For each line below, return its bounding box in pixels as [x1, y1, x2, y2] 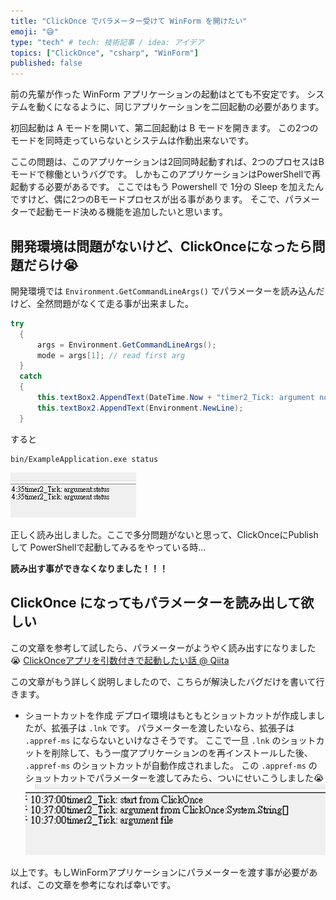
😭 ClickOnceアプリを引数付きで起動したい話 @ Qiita [10, 654, 230, 666]
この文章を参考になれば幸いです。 [36, 879, 177, 891]
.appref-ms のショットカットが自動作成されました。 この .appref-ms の [24, 759, 318, 771]
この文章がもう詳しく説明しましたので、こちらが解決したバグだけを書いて [10, 675, 317, 687]
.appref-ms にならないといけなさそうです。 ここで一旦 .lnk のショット [24, 734, 317, 746]
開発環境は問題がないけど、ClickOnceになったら [10, 238, 313, 255]
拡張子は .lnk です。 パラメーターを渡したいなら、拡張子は [51, 721, 295, 734]
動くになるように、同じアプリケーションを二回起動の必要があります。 [36, 101, 325, 113]
